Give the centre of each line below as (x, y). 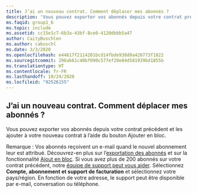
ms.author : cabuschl (31, 44)
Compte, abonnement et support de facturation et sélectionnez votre (91, 171)
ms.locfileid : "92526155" (38, 82)
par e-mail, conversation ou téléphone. (53, 184)
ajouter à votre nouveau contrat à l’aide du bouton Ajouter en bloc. (86, 135)
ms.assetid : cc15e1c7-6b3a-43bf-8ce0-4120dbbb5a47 (69, 33)
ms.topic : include (28, 28)
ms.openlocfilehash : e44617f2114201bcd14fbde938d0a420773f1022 (85, 55)
